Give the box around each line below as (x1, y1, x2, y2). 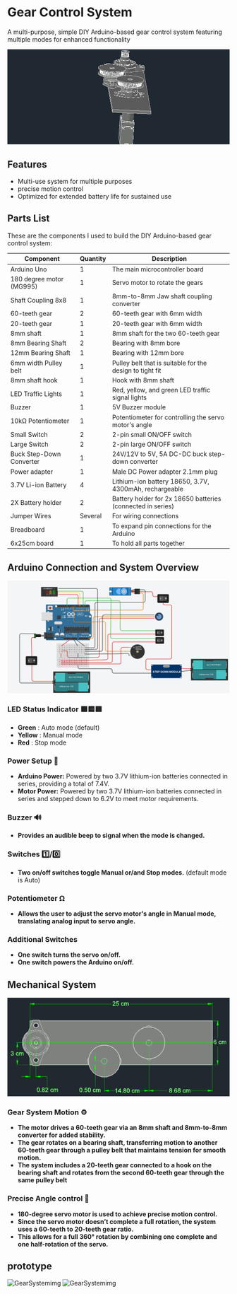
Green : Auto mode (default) (17, 723, 100, 732)
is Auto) (17, 875, 41, 884)
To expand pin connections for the (111, 521, 212, 530)
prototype (7, 1260, 53, 1273)
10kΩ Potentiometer (10, 416, 70, 425)
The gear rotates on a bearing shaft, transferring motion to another (17, 1138, 218, 1147)
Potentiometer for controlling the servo (111, 413, 224, 421)
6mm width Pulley (10, 359, 63, 367)
